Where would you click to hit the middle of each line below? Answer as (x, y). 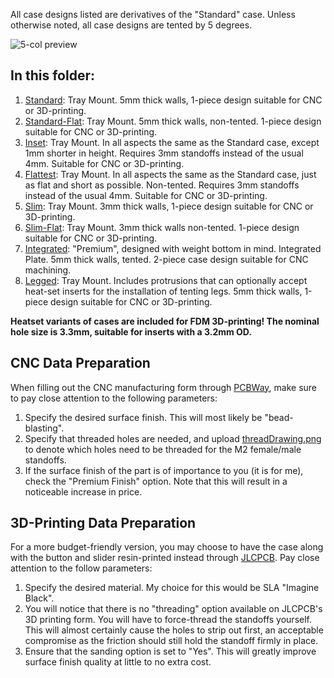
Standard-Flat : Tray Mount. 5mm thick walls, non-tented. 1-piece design (173, 121)
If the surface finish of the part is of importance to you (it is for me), (164, 470)
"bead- (279, 417)
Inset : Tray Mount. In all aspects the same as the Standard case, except (172, 142)
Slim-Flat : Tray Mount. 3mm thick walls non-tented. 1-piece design (162, 227)
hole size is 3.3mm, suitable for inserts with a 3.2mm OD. (131, 331)
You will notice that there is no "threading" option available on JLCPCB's (173, 609)
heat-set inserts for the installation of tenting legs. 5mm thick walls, (163, 291)
